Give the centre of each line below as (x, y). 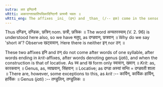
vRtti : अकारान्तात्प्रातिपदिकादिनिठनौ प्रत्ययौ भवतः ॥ (43, 14)
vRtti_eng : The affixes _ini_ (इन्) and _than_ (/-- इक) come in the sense (82, 18)
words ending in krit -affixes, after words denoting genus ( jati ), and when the (81, 58)
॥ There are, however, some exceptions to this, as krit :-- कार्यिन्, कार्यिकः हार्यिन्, (80, 74)
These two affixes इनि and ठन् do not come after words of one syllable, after (80, 52)
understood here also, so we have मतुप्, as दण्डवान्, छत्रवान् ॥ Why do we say (77, 37)
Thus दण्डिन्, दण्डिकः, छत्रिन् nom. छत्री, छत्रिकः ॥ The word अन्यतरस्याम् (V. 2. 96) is (77, 32)
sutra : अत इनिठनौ (21, 9)
